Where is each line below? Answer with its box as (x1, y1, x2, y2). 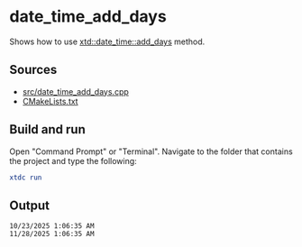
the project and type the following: (9, 155, 137, 166)
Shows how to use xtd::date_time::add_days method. (9, 36, 206, 47)
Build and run (9, 122, 86, 137)
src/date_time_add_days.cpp (22, 86, 129, 96)
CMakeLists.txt (22, 96, 78, 106)
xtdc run (9, 173, 42, 182)
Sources (9, 62, 58, 78)
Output (9, 197, 50, 213)
